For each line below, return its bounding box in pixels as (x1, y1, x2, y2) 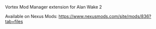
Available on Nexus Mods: (5, 14, 58, 19)
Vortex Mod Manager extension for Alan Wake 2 (5, 4, 102, 10)
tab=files (5, 19, 23, 24)
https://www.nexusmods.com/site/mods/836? (58, 14, 152, 19)
